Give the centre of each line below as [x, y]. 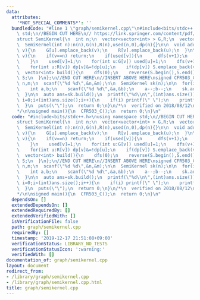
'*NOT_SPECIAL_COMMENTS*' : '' [54, 23]
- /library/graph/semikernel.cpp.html [54, 282]
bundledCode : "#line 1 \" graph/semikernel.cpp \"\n [76, 28]
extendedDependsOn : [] [40, 205]
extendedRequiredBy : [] [41, 211]
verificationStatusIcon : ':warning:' [58, 249]
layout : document [28, 266]
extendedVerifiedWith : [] [44, 216]
